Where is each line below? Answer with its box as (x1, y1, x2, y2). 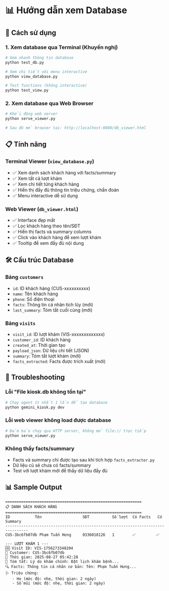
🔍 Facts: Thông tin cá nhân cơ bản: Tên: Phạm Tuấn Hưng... (5, 564, 137, 569)
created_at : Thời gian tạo (12, 342, 66, 348)
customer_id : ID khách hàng (12, 337, 71, 343)
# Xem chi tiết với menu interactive (5, 69, 87, 74)
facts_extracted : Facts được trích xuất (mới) (12, 358, 106, 365)
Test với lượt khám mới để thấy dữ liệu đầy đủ (12, 468, 108, 474)
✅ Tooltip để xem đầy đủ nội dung (12, 240, 84, 246)
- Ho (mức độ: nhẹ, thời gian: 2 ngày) (12, 576, 96, 581)
